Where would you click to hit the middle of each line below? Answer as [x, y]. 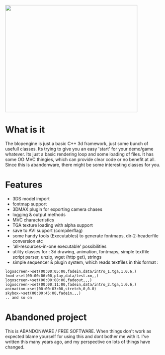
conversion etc [28, 241]
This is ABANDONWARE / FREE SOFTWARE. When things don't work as [78, 331]
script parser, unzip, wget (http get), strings [57, 257]
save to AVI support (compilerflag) [47, 230]
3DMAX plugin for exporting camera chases [57, 209]
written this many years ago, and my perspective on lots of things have [78, 342]
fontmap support [30, 204]
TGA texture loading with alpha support [52, 225]
